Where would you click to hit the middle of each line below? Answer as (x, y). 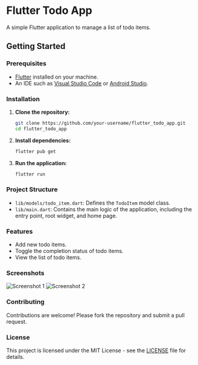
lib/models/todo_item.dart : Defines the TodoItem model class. (93, 203)
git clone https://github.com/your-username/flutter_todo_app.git (100, 123)
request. (17, 321)
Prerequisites (26, 64)
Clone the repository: (42, 112)
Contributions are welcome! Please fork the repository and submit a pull (96, 315)
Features (20, 231)
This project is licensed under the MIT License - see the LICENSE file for (96, 350)
